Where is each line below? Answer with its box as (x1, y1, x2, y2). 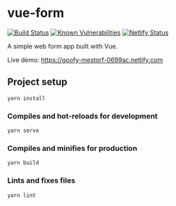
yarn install (7, 95, 46, 102)
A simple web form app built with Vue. (7, 42, 118, 50)
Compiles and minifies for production (7, 143, 137, 153)
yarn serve (7, 127, 39, 135)
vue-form (7, 5, 65, 21)
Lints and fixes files (7, 176, 76, 186)
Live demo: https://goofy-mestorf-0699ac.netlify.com (7, 55, 163, 64)
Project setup (7, 76, 68, 88)
